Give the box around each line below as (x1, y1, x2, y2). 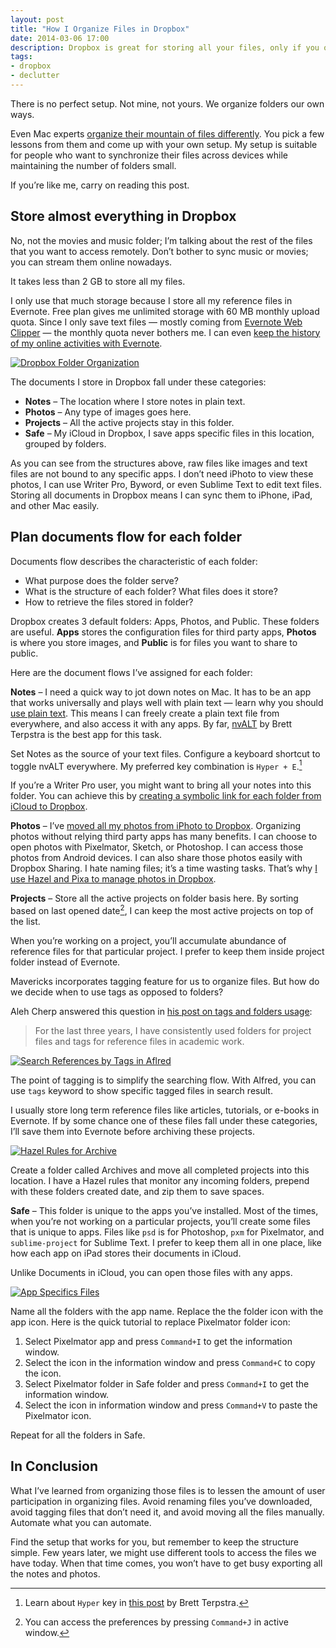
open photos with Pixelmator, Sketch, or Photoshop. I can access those (10, 841, 304, 853)
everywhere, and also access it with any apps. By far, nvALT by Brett (10, 717, 293, 730)
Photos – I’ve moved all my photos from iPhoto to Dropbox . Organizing (10, 820, 302, 832)
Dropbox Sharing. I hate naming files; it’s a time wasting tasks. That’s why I (10, 862, 318, 875)
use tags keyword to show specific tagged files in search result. (10, 1084, 273, 1096)
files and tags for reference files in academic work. (34, 1035, 245, 1047)
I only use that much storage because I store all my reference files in (10, 294, 293, 306)
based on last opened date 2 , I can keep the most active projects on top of (10, 903, 314, 916)
